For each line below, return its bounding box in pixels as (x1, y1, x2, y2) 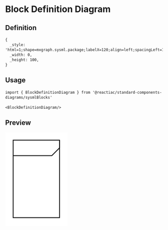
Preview (5, 119, 31, 127)
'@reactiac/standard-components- (92, 90, 162, 95)
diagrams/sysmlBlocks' (5, 95, 52, 100)
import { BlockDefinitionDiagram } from (5, 90, 91, 95)
